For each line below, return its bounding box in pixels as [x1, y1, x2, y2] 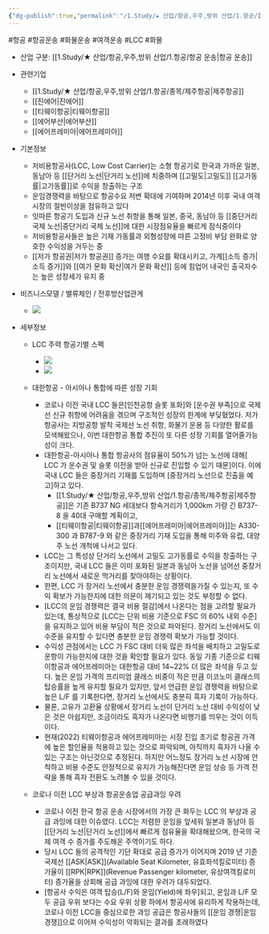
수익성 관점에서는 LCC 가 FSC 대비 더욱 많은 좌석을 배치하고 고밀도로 [43, 641, 261, 651]
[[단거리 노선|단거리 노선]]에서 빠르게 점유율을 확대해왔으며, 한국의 [43, 826, 252, 836]
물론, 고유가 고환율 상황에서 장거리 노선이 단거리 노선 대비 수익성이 [43, 701, 252, 711]
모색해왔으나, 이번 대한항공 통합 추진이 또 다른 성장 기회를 [43, 430, 224, 440]
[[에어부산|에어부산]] [31, 116, 97, 126]
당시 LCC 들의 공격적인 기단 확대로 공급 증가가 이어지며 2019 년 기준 [43, 846, 259, 856]
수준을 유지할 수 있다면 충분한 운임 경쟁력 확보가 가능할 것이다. [43, 631, 239, 641]
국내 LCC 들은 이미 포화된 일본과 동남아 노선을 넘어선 [73, 560, 240, 570]
